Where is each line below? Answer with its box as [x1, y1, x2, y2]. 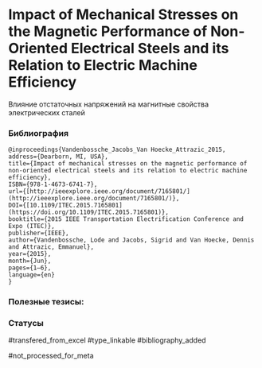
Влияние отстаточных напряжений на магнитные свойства [8, 99, 209, 109]
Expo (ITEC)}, [8, 223, 56, 230]
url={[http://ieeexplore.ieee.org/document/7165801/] [8, 188, 191, 196]
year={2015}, [8, 250, 52, 258]
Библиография [8, 127, 69, 138]
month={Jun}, [8, 257, 52, 265]
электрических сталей [8, 107, 85, 117]
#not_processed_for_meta [8, 351, 94, 361]
